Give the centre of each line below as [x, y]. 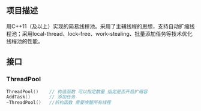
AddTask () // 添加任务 [41, 97]
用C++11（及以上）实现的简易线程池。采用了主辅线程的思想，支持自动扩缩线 [100, 26]
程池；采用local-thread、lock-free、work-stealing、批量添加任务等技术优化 [100, 33]
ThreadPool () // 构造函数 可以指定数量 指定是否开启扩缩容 [77, 91]
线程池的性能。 [25, 41]
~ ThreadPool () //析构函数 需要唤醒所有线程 [58, 103]
